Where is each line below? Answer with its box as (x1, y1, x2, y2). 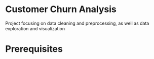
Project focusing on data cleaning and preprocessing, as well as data (5, 20, 149, 26)
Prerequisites (5, 43, 63, 55)
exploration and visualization (5, 25, 65, 31)
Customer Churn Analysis (5, 4, 117, 15)
